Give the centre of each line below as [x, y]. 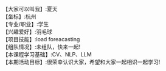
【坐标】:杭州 [20, 16]
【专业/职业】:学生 [26, 24]
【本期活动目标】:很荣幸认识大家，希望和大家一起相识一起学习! [81, 62]
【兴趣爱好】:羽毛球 [28, 32]
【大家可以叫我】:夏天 [30, 9]
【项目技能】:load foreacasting [41, 39]
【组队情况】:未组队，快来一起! [42, 47]
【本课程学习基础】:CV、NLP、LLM [47, 54]
